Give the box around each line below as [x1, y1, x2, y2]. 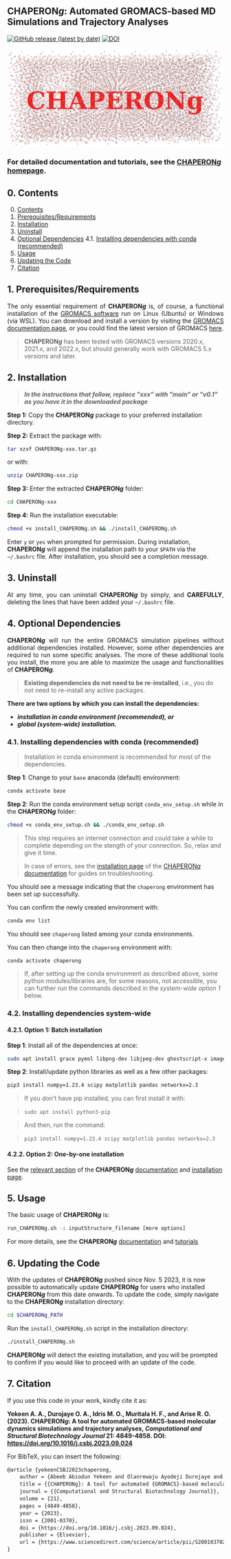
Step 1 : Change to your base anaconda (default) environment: [7, 773, 181, 782]
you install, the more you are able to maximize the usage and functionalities [7, 658, 224, 666]
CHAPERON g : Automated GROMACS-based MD [7, 6, 217, 17]
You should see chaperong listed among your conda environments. [7, 929, 195, 938]
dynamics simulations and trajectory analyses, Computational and [7, 1424, 202, 1432]
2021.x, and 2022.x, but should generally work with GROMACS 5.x [23, 344, 212, 353]
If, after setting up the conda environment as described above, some [23, 969, 219, 978]
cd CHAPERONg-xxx [7, 499, 57, 506]
